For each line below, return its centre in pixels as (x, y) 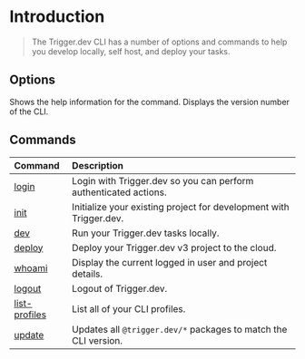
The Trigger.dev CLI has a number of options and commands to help (159, 42)
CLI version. (98, 340)
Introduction (57, 17)
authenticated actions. (119, 192)
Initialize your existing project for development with (181, 207)
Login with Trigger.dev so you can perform (163, 180)
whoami (31, 267)
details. (88, 274)
